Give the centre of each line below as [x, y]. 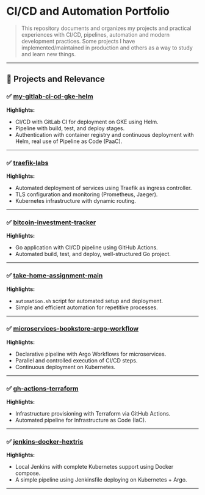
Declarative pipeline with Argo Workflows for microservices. [91, 354]
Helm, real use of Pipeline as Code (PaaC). [69, 141]
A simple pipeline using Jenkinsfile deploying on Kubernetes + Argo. [101, 480]
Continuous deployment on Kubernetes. [65, 367]
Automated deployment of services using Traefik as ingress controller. [103, 188]
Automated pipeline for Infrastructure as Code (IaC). [81, 420]
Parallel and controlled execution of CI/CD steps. [76, 360]
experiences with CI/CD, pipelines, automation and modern [95, 34]
